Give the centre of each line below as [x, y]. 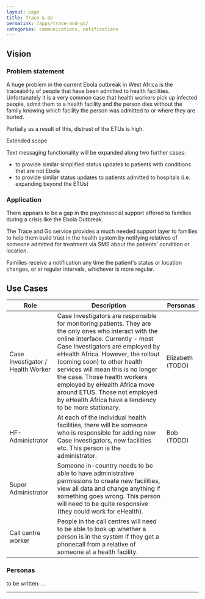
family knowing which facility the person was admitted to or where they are [101, 110]
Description [109, 306]
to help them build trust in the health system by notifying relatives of [92, 238]
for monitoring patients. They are [104, 323]
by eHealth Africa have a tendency [107, 400]
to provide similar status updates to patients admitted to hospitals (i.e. [103, 177]
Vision [19, 53]
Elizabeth [180, 358]
